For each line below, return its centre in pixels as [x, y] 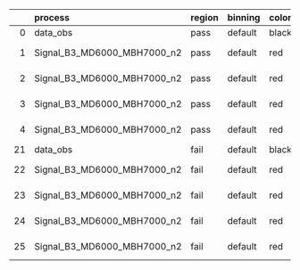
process [52, 17]
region [204, 17]
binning [244, 17]
